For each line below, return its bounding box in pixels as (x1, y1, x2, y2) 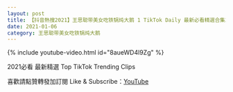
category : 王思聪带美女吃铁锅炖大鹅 (7, 29, 101, 37)
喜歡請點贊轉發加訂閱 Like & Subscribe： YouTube (7, 77, 149, 86)
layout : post (7, 10, 45, 17)
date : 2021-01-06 (7, 23, 58, 30)
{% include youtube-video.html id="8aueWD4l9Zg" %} (7, 48, 164, 57)
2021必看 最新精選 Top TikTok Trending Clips (7, 63, 136, 71)
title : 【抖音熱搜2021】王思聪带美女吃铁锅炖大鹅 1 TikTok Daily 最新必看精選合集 (7, 17, 225, 24)
